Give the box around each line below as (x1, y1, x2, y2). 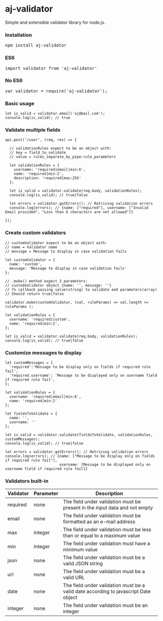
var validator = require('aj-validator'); (5, 88, 108, 94)
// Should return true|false (5, 291, 64, 296)
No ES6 (5, 77, 23, 84)
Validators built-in (5, 477, 49, 484)
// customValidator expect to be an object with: (5, 240, 108, 245)
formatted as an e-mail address (63, 518, 136, 525)
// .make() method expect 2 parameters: (5, 278, 88, 283)
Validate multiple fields (5, 127, 61, 133)
